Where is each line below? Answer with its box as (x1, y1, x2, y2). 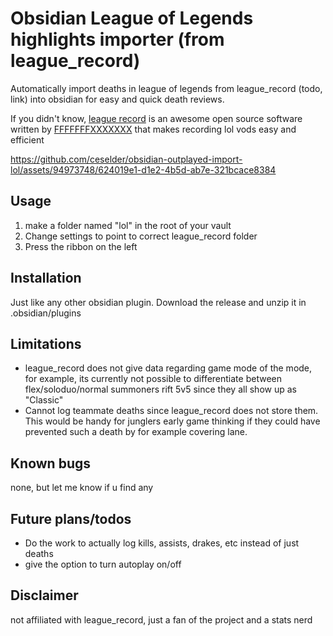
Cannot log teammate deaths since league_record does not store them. (24, 405, 319, 417)
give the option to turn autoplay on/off (24, 558, 182, 570)
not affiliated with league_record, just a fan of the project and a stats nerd (10, 613, 313, 626)
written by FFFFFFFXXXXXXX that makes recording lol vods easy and (10, 123, 297, 135)
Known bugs (10, 455, 92, 472)
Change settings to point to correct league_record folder (24, 230, 258, 242)
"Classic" (24, 394, 64, 406)
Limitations (10, 335, 82, 352)
